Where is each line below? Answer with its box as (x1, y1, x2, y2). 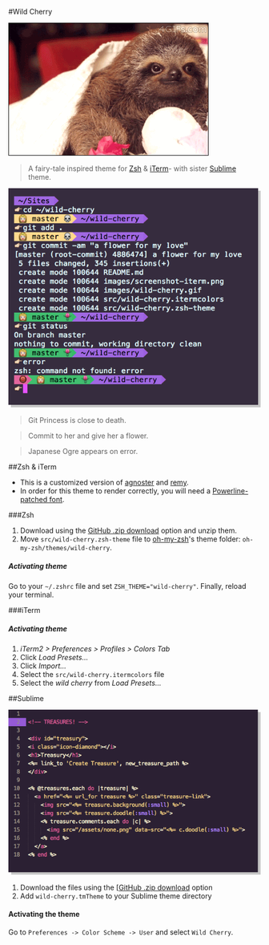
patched (19, 495, 48, 505)
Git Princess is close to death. (27, 416, 126, 425)
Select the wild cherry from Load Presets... (19, 678, 162, 688)
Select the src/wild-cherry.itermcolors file (19, 670, 165, 679)
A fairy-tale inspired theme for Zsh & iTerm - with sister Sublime (27, 164, 237, 173)
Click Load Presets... (19, 653, 89, 663)
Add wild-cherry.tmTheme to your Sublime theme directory (19, 890, 212, 901)
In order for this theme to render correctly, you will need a (19, 486, 211, 496)
